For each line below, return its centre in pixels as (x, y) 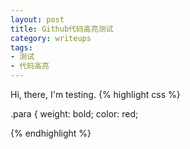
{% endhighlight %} (51, 133)
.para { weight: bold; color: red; (74, 114)
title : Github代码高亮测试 (62, 29)
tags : (21, 47)
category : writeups (51, 38)
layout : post (37, 19)
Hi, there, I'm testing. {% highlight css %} (95, 94)
